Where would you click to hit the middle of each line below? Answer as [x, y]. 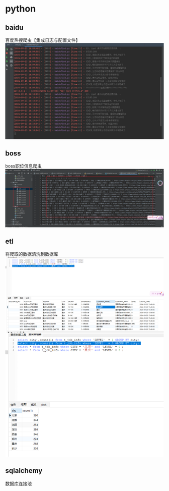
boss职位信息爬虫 [23, 166]
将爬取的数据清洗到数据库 [32, 254]
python [21, 9]
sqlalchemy [24, 471]
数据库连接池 [18, 483]
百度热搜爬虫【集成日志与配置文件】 [43, 40]
